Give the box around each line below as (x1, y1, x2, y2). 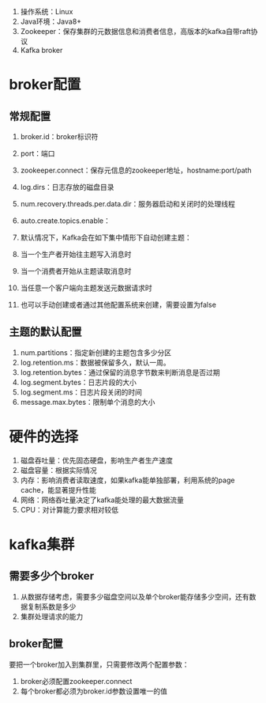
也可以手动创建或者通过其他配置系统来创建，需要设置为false (20, 300, 216, 309)
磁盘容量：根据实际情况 (20, 465, 97, 474)
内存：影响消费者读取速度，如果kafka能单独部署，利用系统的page (20, 475, 235, 485)
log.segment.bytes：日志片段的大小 (20, 377, 137, 387)
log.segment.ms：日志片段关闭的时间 (20, 387, 143, 397)
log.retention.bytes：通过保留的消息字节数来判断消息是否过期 (20, 367, 220, 377)
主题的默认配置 (9, 325, 82, 338)
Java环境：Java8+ (20, 17, 82, 26)
